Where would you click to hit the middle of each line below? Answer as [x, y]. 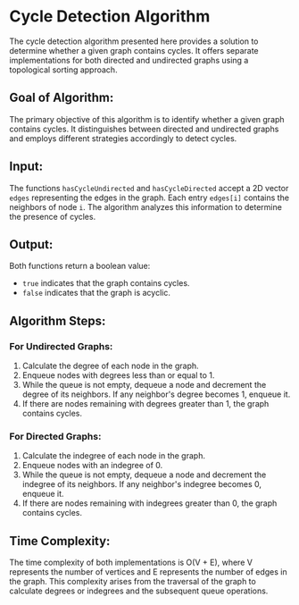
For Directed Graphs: [55, 436]
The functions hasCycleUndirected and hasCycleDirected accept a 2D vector [149, 188]
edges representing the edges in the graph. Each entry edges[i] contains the [149, 197]
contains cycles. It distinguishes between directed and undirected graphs [144, 129]
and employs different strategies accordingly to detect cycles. [123, 138]
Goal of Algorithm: [62, 98]
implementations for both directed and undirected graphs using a [129, 60]
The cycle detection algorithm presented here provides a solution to [134, 41]
